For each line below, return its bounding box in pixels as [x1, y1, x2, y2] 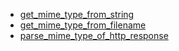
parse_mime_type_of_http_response [19, 30, 169, 41]
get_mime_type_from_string [19, 9, 135, 20]
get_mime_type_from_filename [19, 19, 147, 31]
